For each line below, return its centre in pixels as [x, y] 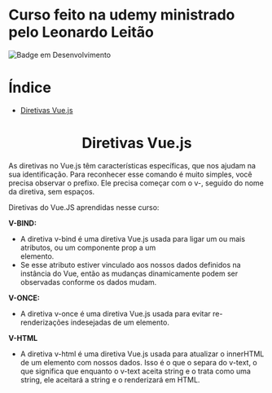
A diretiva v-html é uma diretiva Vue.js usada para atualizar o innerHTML [142, 354]
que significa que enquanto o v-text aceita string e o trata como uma [135, 371]
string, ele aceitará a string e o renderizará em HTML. [110, 379]
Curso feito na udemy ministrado [122, 15]
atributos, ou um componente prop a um [88, 247]
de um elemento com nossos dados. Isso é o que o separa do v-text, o [139, 362]
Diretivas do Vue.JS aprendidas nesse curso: [84, 207]
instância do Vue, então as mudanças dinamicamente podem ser [129, 273]
